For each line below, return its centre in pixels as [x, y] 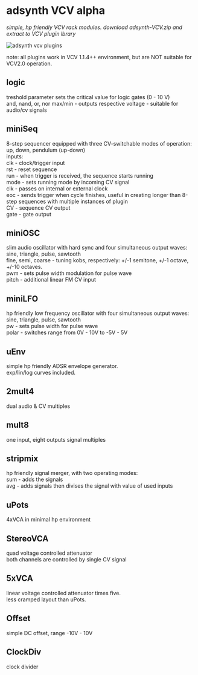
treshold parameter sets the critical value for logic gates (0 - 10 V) [88, 97]
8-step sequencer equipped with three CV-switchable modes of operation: [99, 143]
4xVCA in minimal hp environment [49, 520]
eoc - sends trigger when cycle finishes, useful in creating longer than [94, 195]
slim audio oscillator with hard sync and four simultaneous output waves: [97, 248]
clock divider [22, 667]
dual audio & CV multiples [38, 406]
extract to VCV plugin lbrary [41, 33]
